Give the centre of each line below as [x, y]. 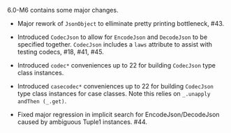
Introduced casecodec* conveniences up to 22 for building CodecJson [115, 86]
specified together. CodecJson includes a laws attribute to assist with [115, 44]
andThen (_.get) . [42, 101]
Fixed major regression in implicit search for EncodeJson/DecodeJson [118, 115]
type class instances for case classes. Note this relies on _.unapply [114, 94]
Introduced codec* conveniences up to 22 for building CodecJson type [117, 65]
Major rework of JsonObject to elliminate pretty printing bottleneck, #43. [121, 23]
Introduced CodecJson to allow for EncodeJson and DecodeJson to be [112, 37]
